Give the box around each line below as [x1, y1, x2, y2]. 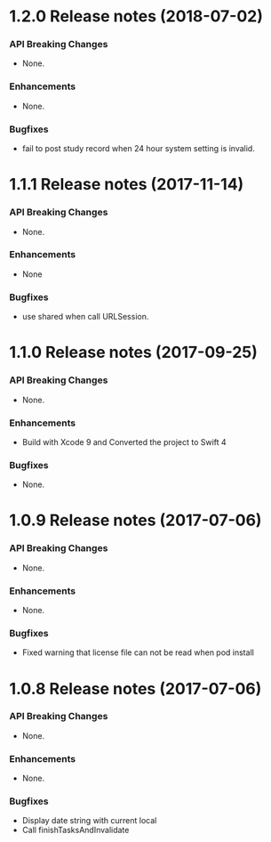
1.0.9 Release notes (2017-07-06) [9, 510, 262, 530]
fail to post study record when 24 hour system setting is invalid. [21, 143, 255, 154]
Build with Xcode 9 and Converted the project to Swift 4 [21, 436, 227, 447]
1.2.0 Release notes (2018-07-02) [9, 6, 264, 27]
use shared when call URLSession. [21, 312, 149, 322]
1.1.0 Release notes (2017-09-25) [9, 343, 258, 362]
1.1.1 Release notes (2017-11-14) [9, 174, 244, 195]
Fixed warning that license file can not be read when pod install [21, 647, 255, 658]
